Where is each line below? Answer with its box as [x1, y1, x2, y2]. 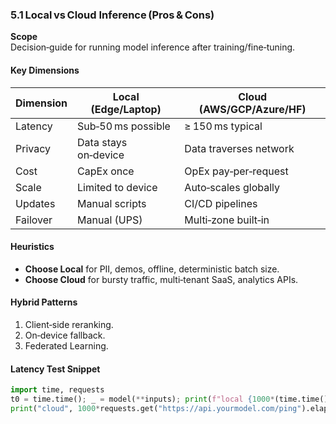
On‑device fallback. [24, 329, 106, 341]
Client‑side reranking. [24, 318, 114, 330]
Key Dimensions [10, 64, 80, 76]
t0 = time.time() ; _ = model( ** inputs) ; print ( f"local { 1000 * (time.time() [10, 394, 329, 404]
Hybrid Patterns [10, 296, 78, 308]
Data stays [77, 135, 128, 149]
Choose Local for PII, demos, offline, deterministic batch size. [24, 263, 280, 275]
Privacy [15, 141, 51, 155]
